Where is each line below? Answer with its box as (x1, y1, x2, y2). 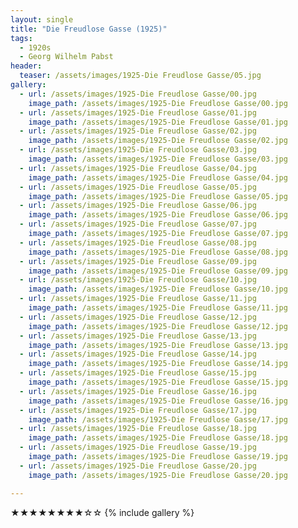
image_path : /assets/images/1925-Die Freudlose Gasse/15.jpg (28, 377, 288, 387)
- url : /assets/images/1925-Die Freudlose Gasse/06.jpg (19, 201, 257, 211)
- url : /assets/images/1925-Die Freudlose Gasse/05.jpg (19, 182, 257, 192)
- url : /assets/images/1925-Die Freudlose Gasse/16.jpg (19, 386, 257, 396)
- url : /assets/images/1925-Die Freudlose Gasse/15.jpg (19, 368, 257, 378)
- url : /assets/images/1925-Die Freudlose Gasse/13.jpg (19, 331, 257, 341)
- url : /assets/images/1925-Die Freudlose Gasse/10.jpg (19, 275, 257, 285)
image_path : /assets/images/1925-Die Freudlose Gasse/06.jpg (28, 210, 288, 220)
